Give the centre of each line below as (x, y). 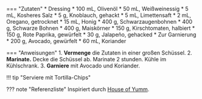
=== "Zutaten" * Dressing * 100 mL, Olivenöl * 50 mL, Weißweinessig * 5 (97, 9)
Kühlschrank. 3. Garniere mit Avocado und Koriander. (73, 66)
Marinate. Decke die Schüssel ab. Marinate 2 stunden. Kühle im (86, 59)
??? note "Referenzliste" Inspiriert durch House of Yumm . (78, 89)
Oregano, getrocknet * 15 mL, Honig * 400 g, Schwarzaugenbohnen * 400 (99, 22)
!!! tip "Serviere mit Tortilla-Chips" (49, 77)
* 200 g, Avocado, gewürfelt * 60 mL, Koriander (66, 41)
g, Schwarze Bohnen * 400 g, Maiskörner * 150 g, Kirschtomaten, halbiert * (101, 28)
